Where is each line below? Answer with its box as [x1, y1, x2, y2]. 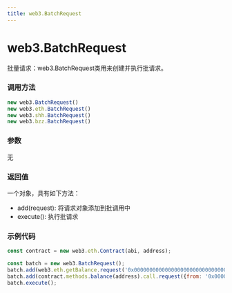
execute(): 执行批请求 [17, 212, 79, 220]
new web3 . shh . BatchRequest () [7, 112, 91, 118]
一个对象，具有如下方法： [7, 188, 80, 197]
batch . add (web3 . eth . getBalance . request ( [7, 267, 126, 274]
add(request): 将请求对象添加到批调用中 [17, 204, 131, 212]
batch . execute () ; [7, 279, 57, 286]
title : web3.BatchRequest [7, 10, 81, 17]
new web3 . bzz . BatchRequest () [7, 118, 91, 125]
